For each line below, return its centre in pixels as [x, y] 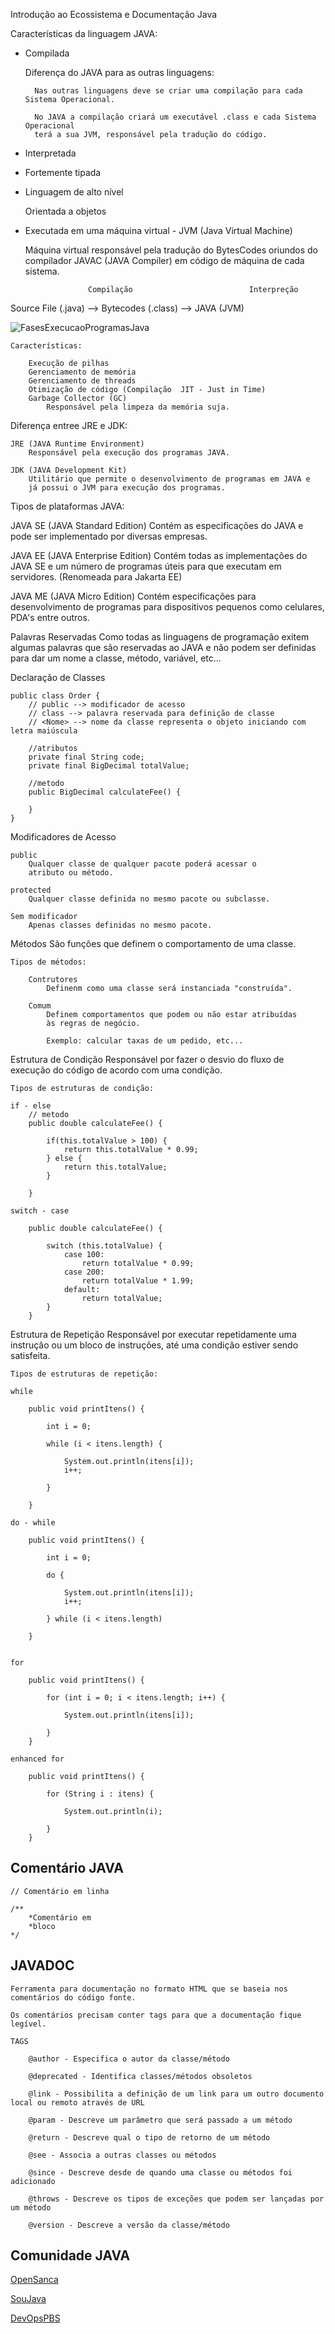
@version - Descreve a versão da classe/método [129, 2225]
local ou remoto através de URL [77, 2102]
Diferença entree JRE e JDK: [69, 425]
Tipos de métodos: [48, 962]
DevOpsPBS [35, 2318]
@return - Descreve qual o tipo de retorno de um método [149, 2137]
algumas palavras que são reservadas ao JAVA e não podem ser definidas [163, 647]
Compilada [47, 53]
